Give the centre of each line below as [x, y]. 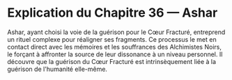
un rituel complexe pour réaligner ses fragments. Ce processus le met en [112, 39]
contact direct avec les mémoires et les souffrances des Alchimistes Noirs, [114, 47]
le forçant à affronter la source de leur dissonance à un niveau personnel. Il [115, 54]
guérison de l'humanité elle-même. [57, 69]
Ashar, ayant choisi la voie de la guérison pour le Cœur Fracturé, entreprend [116, 32]
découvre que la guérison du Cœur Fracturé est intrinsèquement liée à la [112, 61]
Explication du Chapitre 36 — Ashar [113, 13]
